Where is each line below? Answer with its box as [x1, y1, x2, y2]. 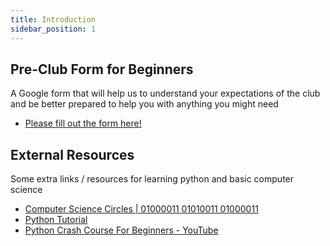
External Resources [10, 146, 135, 163]
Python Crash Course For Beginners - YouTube [24, 224, 219, 236]
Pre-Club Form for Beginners [10, 61, 194, 78]
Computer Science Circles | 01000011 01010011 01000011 [24, 203, 259, 215]
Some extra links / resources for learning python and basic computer [10, 173, 295, 185]
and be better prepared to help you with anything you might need [10, 98, 279, 110]
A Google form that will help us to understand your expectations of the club [10, 87, 321, 100]
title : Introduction [10, 14, 97, 25]
